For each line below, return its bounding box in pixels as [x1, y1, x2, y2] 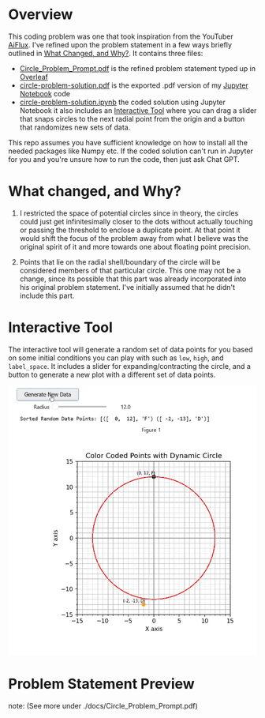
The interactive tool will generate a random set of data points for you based [8, 344, 253, 354]
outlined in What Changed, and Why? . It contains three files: [8, 48, 203, 58]
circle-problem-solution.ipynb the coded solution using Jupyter [19, 97, 226, 107]
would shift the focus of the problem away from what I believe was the [19, 233, 248, 242]
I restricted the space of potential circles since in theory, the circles [19, 208, 239, 218]
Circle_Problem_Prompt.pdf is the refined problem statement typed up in [19, 63, 256, 73]
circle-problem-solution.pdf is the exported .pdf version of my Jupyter [19, 81, 248, 90]
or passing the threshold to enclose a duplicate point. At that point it [19, 225, 241, 235]
